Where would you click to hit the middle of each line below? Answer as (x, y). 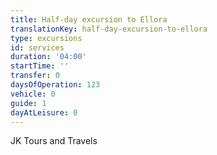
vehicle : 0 (33, 94)
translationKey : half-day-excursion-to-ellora (109, 29)
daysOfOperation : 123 (55, 85)
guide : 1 (28, 103)
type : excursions (46, 38)
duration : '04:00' (48, 57)
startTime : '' (40, 66)
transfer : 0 (35, 76)
